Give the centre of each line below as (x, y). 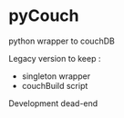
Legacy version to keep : (55, 58)
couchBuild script (55, 85)
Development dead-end (53, 103)
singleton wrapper (56, 76)
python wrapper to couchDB (62, 41)
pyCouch (44, 16)
